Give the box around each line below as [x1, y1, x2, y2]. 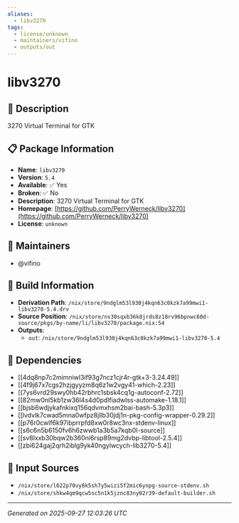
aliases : [7, 10, 33, 18]
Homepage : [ [17, 204, 58, 212]
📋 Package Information [7, 143, 115, 155]
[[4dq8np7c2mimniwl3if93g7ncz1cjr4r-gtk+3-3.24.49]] [17, 373, 180, 382]
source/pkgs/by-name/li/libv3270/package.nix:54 [17, 320, 165, 327]
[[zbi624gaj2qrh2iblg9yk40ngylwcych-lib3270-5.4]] [17, 441, 172, 450]
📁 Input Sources [7, 462, 80, 474]
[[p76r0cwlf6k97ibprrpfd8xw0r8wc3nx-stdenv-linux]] [17, 418, 176, 428]
